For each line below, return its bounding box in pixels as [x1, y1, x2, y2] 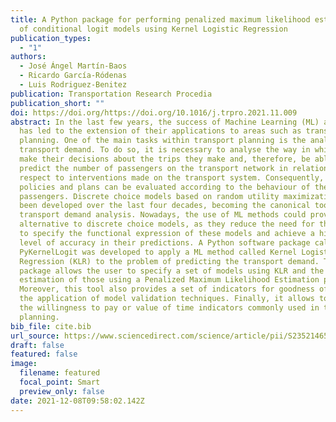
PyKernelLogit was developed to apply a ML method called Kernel [19, 247, 298, 257]
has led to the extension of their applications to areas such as [19, 126, 302, 136]
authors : [10, 52, 47, 62]
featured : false [10, 349, 78, 360]
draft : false [10, 340, 65, 350]
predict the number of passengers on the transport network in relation [19, 163, 329, 173]
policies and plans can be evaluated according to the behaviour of [19, 182, 311, 192]
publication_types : [10, 33, 92, 43]
